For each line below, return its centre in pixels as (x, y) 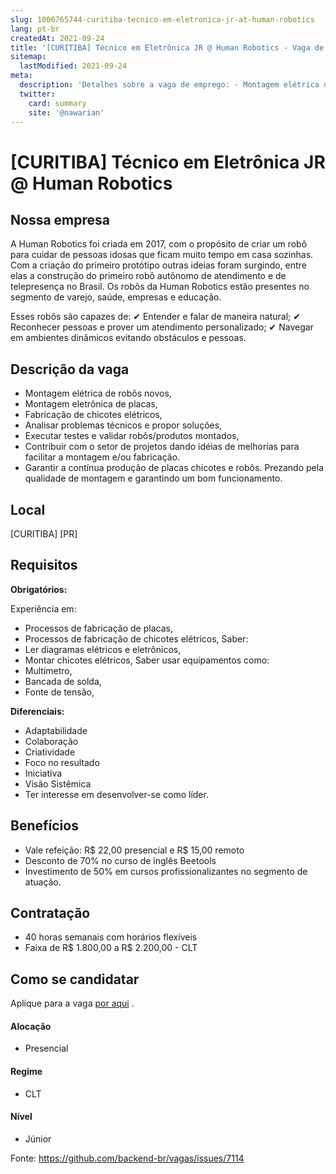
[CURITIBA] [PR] (44, 534)
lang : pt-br (35, 29)
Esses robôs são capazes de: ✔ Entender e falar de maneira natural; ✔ (155, 317)
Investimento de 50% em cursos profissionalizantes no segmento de (166, 871)
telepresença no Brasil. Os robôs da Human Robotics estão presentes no (160, 287)
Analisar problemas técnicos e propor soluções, (123, 425)
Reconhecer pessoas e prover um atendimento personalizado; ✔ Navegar (162, 327)
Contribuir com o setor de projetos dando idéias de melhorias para (162, 447)
